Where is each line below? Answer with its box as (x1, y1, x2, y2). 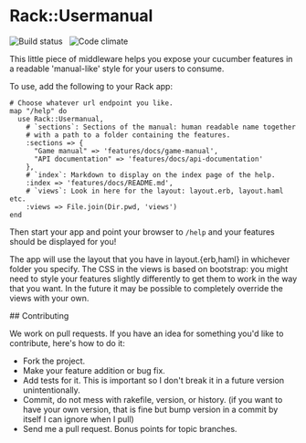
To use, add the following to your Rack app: (9, 80, 174, 91)
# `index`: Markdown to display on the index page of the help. (26, 170, 276, 179)
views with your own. (9, 292, 90, 303)
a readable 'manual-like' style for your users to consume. (9, 63, 225, 74)
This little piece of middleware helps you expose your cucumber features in (9, 53, 293, 64)
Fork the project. (22, 355, 86, 366)
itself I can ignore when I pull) (22, 413, 134, 425)
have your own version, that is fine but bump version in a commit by (22, 404, 279, 415)
